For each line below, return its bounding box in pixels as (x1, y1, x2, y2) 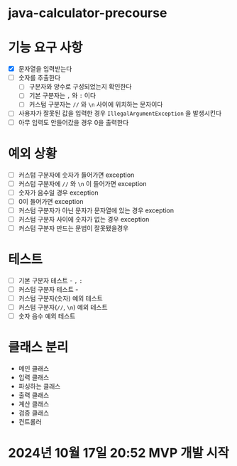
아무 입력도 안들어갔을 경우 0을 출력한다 (18, 118, 129, 126)
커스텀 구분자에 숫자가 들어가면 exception (18, 170, 135, 179)
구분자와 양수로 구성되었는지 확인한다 (28, 82, 132, 91)
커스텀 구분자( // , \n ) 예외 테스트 (18, 303, 109, 312)
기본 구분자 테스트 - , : (18, 276, 83, 285)
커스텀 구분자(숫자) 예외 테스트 (18, 294, 104, 303)
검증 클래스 (18, 408, 50, 417)
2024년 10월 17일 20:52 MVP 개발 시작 (8, 445, 230, 461)
